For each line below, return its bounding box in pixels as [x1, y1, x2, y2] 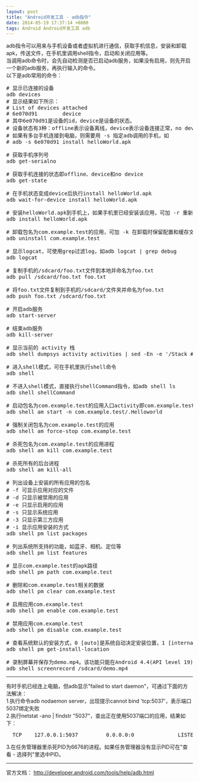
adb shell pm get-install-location [6, 646, 110, 653]
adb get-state [6, 177, 47, 184]
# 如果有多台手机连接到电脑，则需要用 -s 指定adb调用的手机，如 [6, 132, 169, 139]
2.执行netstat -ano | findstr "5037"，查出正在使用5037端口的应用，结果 [6, 713, 181, 720]
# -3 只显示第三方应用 [6, 517, 64, 523]
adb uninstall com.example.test [6, 235, 100, 242]
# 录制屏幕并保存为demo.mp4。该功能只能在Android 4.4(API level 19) [6, 659, 194, 666]
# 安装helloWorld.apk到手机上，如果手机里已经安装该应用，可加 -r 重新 [6, 209, 194, 217]
